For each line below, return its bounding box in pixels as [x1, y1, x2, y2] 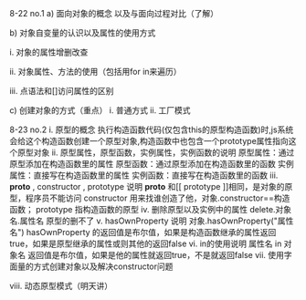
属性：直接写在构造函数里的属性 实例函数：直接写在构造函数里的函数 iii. [9, 170, 279, 181]
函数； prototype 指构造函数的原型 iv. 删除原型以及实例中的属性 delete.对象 [9, 204, 292, 214]
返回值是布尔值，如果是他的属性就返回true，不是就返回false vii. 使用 [26, 250, 285, 260]
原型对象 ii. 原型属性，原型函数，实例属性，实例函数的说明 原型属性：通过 [16, 147, 295, 158]
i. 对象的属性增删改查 [9, 47, 89, 57]
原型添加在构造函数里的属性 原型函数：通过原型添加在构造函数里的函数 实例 [9, 159, 294, 169]
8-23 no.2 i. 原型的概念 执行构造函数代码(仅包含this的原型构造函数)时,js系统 [9, 124, 294, 135]
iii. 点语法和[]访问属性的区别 [9, 86, 114, 96]
